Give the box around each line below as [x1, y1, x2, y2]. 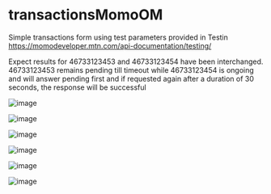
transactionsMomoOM [8, 6, 163, 24]
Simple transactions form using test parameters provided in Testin [8, 32, 229, 42]
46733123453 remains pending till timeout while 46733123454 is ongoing [8, 65, 255, 74]
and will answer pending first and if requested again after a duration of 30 [8, 74, 255, 83]
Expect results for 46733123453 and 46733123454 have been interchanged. [8, 57, 264, 66]
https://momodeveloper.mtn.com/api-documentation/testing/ [8, 40, 212, 50]
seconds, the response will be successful [8, 82, 147, 92]
